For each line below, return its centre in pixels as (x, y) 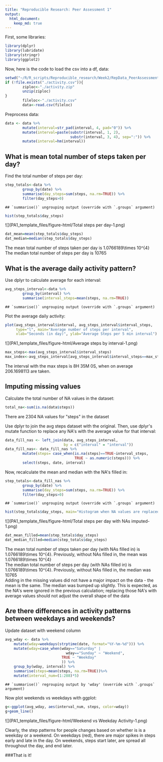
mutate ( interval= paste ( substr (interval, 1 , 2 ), (71, 132)
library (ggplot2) (23, 59)
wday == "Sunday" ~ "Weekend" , (95, 653)
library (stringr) (23, 55)
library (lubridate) (25, 51)
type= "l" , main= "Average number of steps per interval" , (74, 330)
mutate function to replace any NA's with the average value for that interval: (81, 431)
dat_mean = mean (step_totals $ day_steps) (44, 234)
